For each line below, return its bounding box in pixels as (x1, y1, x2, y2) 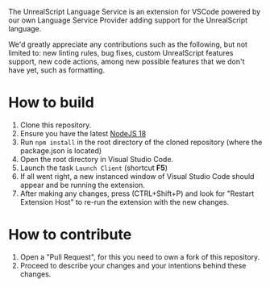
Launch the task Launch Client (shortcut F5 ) (19, 163, 168, 173)
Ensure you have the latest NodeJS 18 (19, 128, 147, 138)
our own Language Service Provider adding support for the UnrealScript (8, 15, 248, 25)
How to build (8, 94, 94, 112)
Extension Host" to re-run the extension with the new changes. (19, 197, 230, 206)
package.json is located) (19, 145, 102, 156)
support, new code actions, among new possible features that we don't (8, 56, 245, 66)
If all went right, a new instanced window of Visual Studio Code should (19, 171, 255, 181)
